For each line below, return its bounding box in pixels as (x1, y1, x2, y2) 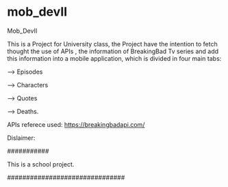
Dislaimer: (7, 134, 36, 142)
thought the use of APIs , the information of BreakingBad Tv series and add (7, 47, 219, 55)
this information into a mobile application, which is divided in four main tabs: (7, 54, 222, 62)
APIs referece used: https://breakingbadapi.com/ (7, 120, 145, 128)
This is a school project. (7, 160, 75, 168)
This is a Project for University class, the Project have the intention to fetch (7, 40, 218, 48)
